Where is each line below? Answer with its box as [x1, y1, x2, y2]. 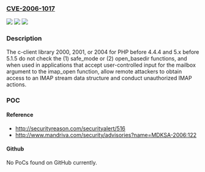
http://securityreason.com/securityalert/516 [15, 124, 125, 132]
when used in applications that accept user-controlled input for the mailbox [6, 61, 196, 69]
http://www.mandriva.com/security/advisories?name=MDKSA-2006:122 [15, 131, 197, 138]
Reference [6, 111, 34, 119]
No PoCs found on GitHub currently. [6, 159, 97, 166]
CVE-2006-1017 [6, 4, 55, 13]
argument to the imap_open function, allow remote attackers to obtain [6, 67, 182, 75]
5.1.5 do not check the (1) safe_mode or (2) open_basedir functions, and [6, 54, 188, 62]
